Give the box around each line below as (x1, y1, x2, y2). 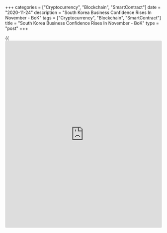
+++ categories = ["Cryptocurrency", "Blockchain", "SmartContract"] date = (5, 4, 161, 10)
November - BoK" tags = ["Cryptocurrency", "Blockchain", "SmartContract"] (5, 15, 162, 20)
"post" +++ (5, 25, 28, 31)
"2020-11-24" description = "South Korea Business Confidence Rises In (5, 9, 152, 15)
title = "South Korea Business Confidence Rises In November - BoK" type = (5, 20, 159, 26)
